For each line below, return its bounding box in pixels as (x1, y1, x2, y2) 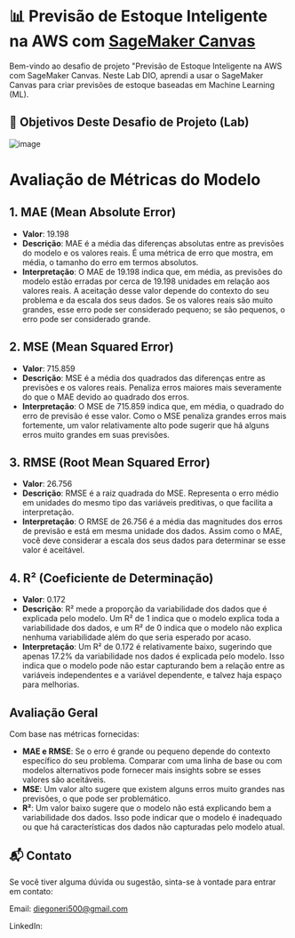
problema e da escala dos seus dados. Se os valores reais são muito (21, 295, 274, 305)
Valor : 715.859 (21, 363, 76, 374)
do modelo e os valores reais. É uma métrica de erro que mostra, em (21, 247, 274, 258)
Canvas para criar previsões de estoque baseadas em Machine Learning (9, 79, 275, 90)
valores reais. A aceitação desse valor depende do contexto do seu (21, 285, 269, 295)
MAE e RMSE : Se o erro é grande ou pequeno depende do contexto (21, 746, 271, 756)
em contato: (9, 885, 53, 896)
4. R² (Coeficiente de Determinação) (9, 570, 214, 586)
